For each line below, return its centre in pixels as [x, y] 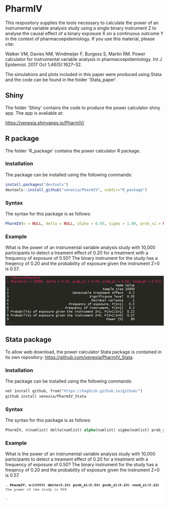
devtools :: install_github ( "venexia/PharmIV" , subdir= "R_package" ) [76, 190]
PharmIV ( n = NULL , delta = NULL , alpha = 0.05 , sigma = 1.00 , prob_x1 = [83, 224]
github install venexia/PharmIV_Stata [46, 396]
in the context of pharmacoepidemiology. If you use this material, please [80, 39]
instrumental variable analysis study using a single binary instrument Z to [81, 28]
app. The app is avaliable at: [34, 113]
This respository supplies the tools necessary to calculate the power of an [82, 23]
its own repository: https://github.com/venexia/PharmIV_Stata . [70, 357]
